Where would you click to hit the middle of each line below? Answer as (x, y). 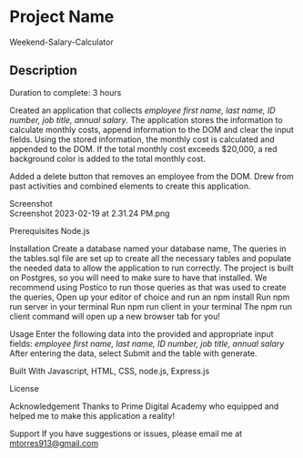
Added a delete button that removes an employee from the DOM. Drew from (151, 176)
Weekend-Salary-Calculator (61, 42)
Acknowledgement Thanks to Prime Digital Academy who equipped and (144, 406)
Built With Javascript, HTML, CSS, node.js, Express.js (110, 371)
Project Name (62, 17)
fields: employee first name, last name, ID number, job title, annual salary (147, 343)
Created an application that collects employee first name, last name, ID (142, 110)
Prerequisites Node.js (50, 230)
